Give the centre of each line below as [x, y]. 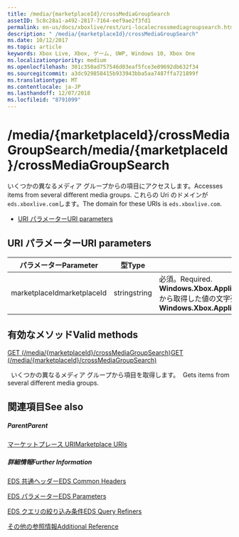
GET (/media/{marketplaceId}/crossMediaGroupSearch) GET [95, 352]
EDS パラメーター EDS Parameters [57, 496]
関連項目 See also [46, 406]
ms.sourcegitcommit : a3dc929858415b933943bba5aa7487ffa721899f [103, 73]
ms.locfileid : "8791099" [44, 100]
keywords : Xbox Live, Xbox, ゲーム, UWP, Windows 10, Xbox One [101, 54]
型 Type [133, 265]
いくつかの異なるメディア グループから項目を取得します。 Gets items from [120, 375]
